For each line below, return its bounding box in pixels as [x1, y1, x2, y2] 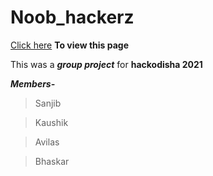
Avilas [34, 136, 60, 148]
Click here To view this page [10, 39, 130, 51]
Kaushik [34, 116, 69, 128]
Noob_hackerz [10, 6, 135, 29]
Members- [10, 77, 56, 90]
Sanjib [34, 97, 62, 109]
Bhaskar [34, 155, 70, 167]
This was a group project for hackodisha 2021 [10, 58, 203, 70]
